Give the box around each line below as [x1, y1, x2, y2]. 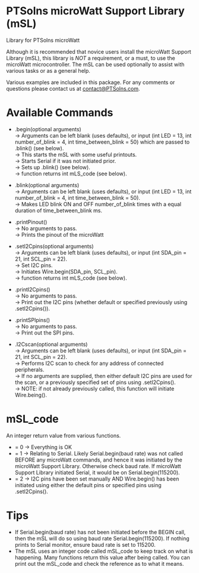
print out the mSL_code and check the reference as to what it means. [14, 560, 184, 567]
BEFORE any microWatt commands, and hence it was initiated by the [14, 456, 182, 463]
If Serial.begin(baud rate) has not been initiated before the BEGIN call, [14, 528, 186, 535]
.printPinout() [14, 218, 48, 225]
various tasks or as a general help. [6, 67, 91, 74]
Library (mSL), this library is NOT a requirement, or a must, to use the [6, 54, 175, 61]
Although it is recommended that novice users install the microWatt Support [6, 48, 191, 55]
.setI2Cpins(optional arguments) [14, 243, 94, 250]
